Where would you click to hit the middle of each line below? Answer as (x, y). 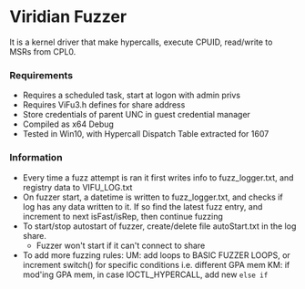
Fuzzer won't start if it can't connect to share (121, 245)
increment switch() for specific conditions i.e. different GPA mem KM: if (156, 264)
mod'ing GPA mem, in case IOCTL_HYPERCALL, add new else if (145, 274)
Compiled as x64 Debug (68, 124)
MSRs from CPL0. (43, 51)
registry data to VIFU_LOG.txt (77, 187)
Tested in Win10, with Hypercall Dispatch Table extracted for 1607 (146, 134)
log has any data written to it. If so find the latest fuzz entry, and (142, 206)
